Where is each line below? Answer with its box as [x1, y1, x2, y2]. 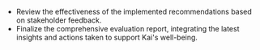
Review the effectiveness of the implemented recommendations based [15, 7, 253, 16]
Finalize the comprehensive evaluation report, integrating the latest [15, 24, 240, 33]
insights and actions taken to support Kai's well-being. [15, 32, 198, 42]
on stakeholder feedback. [15, 15, 102, 25]
